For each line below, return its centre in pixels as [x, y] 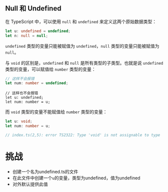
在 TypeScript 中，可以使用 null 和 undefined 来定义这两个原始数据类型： [81, 22]
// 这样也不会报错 [22, 93]
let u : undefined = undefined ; [38, 31]
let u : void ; [19, 121]
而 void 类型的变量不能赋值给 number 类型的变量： [56, 112]
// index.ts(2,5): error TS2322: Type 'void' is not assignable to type [83, 135]
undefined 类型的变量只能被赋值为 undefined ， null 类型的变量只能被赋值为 [82, 46]
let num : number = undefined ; [37, 83]
